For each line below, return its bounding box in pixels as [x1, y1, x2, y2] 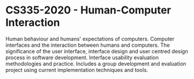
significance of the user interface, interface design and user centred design [5, 47, 188, 54]
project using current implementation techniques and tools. [5, 66, 148, 73]
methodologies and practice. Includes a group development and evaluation [5, 60, 186, 67]
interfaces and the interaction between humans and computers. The [5, 42, 171, 49]
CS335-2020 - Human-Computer [5, 4, 171, 17]
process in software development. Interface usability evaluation [5, 54, 159, 61]
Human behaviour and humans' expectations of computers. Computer [5, 35, 175, 42]
